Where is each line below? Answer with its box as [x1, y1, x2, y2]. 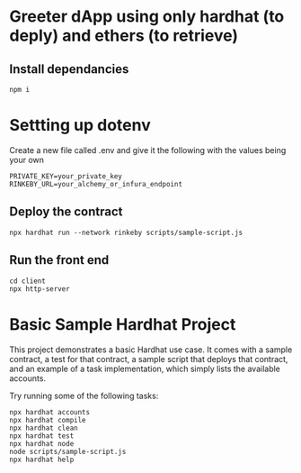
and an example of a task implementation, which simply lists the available [9, 363, 281, 374]
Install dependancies [9, 61, 129, 77]
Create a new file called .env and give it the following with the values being [9, 144, 287, 155]
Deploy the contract [9, 205, 123, 220]
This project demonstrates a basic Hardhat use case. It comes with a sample [9, 344, 293, 355]
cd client [9, 277, 47, 286]
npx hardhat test [9, 431, 75, 441]
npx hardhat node [9, 439, 75, 448]
